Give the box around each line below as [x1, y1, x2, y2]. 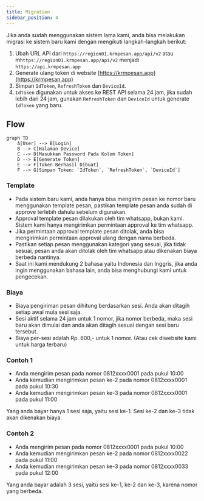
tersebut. [15, 327, 38, 335]
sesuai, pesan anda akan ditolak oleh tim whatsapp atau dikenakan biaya [15, 247, 197, 254]
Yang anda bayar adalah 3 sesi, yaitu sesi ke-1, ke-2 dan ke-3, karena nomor [6, 481, 198, 488]
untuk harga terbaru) [15, 341, 67, 348]
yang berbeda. [6, 487, 43, 494]
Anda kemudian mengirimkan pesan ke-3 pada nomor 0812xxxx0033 [15, 463, 189, 470]
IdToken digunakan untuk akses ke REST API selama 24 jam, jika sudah [15, 88, 192, 96]
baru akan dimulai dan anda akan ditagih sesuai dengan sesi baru [15, 321, 179, 329]
